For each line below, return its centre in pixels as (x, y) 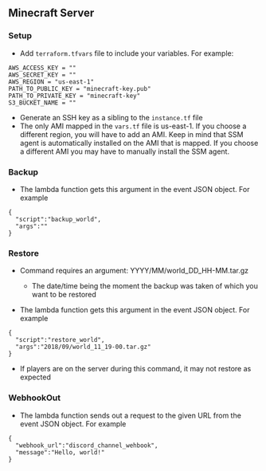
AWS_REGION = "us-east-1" (51, 82)
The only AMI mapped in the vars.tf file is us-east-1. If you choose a (133, 126)
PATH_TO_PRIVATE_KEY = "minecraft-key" (74, 96)
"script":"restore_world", (60, 340)
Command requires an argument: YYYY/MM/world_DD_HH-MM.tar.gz (134, 271)
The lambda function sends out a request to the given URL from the (130, 415)
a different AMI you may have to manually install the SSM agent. (124, 151)
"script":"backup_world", (59, 219)
